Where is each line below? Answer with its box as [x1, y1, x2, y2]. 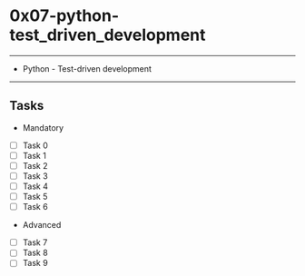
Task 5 [22, 192, 48, 202]
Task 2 [22, 160, 48, 171]
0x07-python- [9, 5, 120, 26]
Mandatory [22, 122, 64, 133]
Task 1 [22, 150, 47, 161]
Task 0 [22, 140, 48, 151]
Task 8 [22, 247, 48, 259]
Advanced [22, 220, 62, 231]
